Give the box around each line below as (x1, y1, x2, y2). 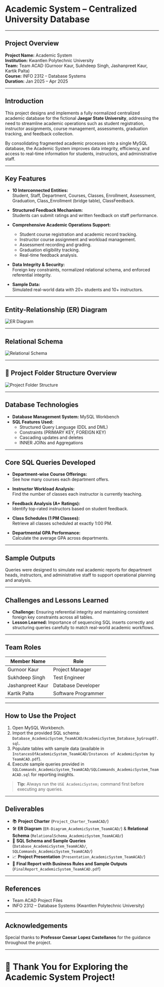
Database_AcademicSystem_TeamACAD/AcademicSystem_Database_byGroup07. (12, 736, 159, 741)
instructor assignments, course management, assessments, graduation (5, 126, 148, 132)
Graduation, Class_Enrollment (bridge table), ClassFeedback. (12, 198, 135, 204)
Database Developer (53, 682, 100, 689)
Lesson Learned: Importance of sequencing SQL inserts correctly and (12, 619, 154, 625)
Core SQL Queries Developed (5, 459, 96, 467)
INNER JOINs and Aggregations (19, 439, 83, 445)
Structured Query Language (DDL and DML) (19, 424, 108, 430)
